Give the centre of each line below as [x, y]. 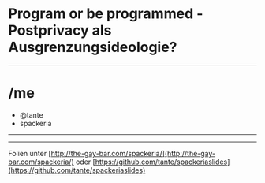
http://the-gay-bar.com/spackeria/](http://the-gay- [133, 153]
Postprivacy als [60, 30]
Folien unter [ [30, 153]
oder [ [86, 162]
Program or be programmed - [106, 14]
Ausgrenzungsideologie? [93, 47]
